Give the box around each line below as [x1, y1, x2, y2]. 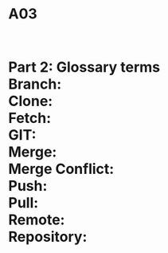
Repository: [8, 228, 88, 246]
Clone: [8, 93, 53, 110]
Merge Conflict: [8, 160, 115, 178]
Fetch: [8, 109, 52, 128]
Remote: [8, 211, 65, 229]
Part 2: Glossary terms [8, 58, 161, 77]
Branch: [8, 75, 62, 93]
